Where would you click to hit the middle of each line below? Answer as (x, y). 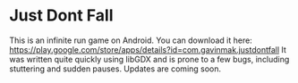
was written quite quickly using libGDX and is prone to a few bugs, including (149, 59)
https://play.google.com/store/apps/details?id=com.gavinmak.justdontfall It (148, 49)
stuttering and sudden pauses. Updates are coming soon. (115, 69)
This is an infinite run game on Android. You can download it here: (131, 40)
